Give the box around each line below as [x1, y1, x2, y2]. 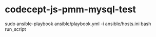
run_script [5, 26, 26, 32]
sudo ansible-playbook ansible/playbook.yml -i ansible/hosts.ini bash [5, 21, 151, 27]
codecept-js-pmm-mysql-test [5, 4, 136, 15]
